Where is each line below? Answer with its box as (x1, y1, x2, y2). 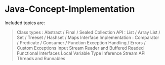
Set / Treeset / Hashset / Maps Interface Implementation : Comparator (16, 34, 160, 40)
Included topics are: (4, 20, 45, 26)
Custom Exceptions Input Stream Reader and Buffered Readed (16, 45, 144, 51)
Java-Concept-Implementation (4, 3, 135, 15)
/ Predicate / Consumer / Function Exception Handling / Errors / (16, 39, 146, 45)
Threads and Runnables (16, 55, 66, 61)
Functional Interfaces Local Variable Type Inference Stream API (16, 50, 146, 56)
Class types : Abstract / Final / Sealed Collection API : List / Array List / (16, 29, 161, 35)
